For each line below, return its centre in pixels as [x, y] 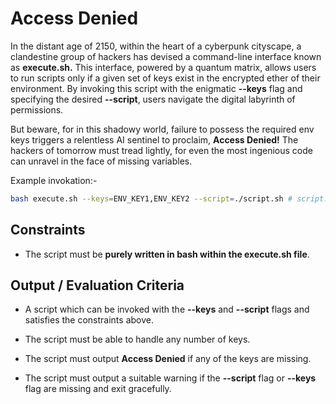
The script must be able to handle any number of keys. [137, 339]
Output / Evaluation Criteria [97, 285]
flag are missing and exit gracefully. [98, 389]
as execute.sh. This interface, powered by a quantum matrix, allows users [163, 67]
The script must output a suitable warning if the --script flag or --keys [170, 378]
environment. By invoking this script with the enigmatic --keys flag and [156, 88]
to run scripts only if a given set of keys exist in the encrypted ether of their [165, 78]
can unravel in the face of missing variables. [101, 161]
